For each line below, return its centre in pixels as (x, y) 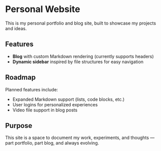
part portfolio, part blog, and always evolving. (52, 143)
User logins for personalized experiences (55, 104)
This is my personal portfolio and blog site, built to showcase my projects (81, 23)
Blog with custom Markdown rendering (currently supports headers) (83, 56)
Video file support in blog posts (45, 110)
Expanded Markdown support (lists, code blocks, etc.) (68, 99)
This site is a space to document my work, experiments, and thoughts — (80, 138)
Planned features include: (32, 89)
